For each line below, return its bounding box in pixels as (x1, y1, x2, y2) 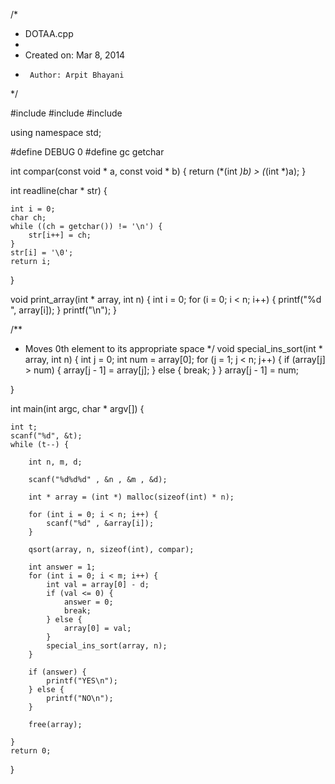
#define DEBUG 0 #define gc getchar (10, 146, 165, 158)
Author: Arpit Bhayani (29, 70, 125, 80)
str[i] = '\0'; (10, 248, 74, 258)
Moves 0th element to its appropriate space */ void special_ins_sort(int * (24, 343, 323, 354)
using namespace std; (10, 127, 102, 138)
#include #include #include (10, 107, 123, 119)
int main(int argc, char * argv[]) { (10, 403, 145, 414)
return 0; (10, 746, 52, 756)
